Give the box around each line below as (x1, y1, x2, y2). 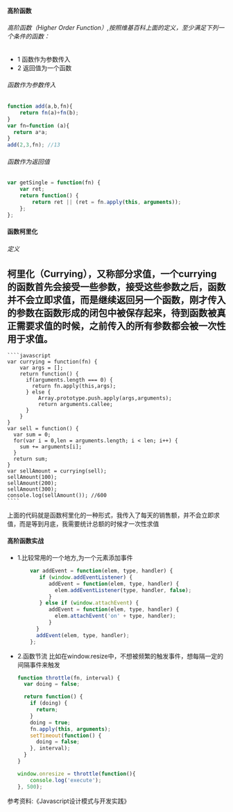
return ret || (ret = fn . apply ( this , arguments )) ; (32, 198, 182, 205)
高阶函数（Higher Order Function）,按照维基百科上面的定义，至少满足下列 (7, 24, 218, 32)
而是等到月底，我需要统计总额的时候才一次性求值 (19, 519, 159, 527)
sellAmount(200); (7, 480, 58, 487)
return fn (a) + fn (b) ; (19, 109, 79, 116)
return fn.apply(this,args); (32, 382, 116, 389)
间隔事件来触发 (17, 660, 60, 669)
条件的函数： (12, 32, 50, 41)
